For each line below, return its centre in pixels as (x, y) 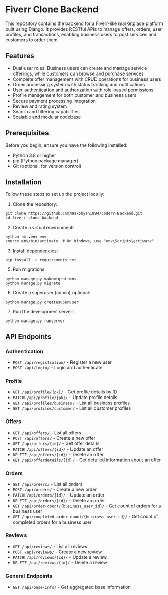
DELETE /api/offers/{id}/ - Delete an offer (58, 454)
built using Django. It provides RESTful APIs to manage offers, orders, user (84, 29)
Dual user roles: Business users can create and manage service (80, 68)
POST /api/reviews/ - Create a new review (57, 552)
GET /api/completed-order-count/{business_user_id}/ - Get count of (85, 516)
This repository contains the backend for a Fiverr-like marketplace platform (84, 23)
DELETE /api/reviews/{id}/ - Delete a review (60, 563)
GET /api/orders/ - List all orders (47, 484)
